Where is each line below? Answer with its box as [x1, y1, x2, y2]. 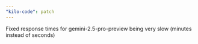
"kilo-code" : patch [5, 8, 55, 15]
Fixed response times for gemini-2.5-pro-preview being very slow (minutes [5, 25, 192, 32]
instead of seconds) [5, 31, 55, 39]
